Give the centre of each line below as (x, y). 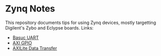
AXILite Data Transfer (35, 48)
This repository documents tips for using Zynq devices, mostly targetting (81, 22)
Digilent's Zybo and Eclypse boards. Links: (50, 27)
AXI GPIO (22, 42)
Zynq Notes (30, 9)
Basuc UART (26, 37)
